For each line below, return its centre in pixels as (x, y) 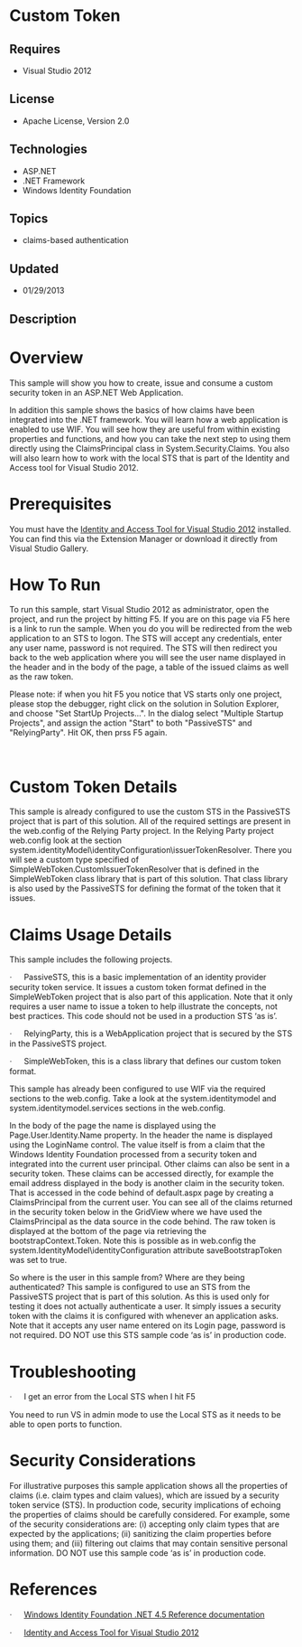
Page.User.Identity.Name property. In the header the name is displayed (141, 1136)
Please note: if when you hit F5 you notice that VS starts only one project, (146, 694)
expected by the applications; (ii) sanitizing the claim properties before (141, 1534)
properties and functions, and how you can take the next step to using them (150, 438)
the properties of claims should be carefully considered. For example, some (150, 1515)
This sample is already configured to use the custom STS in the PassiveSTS (150, 812)
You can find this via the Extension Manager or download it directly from (143, 538)
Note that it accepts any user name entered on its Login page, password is (147, 1325)
